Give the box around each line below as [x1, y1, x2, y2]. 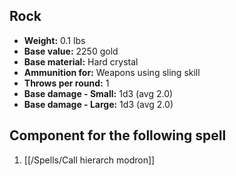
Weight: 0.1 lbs [23, 34, 86, 46]
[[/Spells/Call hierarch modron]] [23, 154, 156, 166]
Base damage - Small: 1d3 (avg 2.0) [23, 87, 174, 99]
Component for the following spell [9, 127, 227, 144]
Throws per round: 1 [23, 77, 110, 89]
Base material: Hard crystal [23, 55, 139, 68]
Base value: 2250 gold [23, 45, 119, 57]
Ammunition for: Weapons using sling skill [23, 66, 201, 78]
